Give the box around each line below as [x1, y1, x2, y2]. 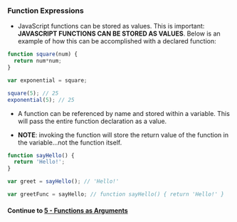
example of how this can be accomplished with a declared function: [17, 37, 217, 46]
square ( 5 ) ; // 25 [7, 90, 59, 97]
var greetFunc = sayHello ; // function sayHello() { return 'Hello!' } [7, 191, 224, 198]
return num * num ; [14, 58, 62, 65]
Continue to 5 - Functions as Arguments [7, 206, 128, 215]
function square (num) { [7, 51, 78, 58]
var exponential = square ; [7, 77, 88, 84]
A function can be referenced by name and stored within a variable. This [17, 109, 230, 117]
